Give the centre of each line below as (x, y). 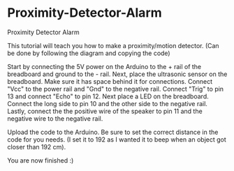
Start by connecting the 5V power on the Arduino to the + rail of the (104, 66)
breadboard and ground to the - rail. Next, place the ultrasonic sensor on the (117, 74)
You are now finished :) (41, 160)
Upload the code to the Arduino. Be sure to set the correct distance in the (113, 132)
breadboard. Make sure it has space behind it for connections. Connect (110, 81)
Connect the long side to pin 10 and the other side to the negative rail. (108, 103)
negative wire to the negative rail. (55, 118)
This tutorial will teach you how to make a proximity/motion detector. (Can (113, 45)
